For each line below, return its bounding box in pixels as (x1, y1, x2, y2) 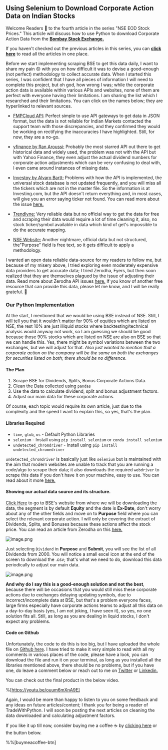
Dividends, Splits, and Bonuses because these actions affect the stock (5, 521, 151, 527)
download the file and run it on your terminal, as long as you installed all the (5, 656, 161, 662)
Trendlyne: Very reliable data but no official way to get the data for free (12, 211, 159, 217)
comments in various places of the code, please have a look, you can (5, 651, 148, 657)
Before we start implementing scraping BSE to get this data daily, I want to (5, 60, 158, 67)
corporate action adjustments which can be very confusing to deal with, (12, 160, 161, 166)
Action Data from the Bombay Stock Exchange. (5, 36, 104, 42)
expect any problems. (5, 618, 50, 624)
